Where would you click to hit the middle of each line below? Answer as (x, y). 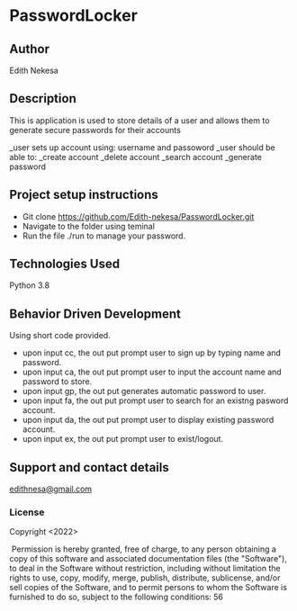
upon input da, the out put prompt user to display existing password (148, 420)
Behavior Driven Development (95, 314)
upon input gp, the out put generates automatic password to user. (144, 391)
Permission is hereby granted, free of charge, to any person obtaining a (144, 549)
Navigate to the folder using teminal (89, 226)
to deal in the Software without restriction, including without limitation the (145, 569)
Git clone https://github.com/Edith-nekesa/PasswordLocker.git (138, 216)
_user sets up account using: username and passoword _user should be (143, 147)
